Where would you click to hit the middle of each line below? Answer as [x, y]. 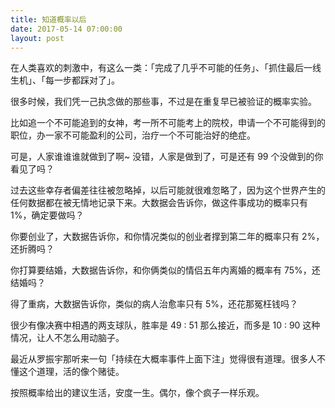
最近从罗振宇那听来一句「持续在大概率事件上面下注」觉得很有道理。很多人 [163, 359]
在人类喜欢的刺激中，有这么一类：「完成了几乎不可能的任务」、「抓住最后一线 [166, 68]
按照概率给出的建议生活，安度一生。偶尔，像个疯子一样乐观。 [137, 393]
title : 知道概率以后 [48, 19]
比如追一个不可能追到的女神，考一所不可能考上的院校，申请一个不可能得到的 [168, 123]
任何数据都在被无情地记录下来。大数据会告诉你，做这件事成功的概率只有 [159, 203]
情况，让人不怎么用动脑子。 [67, 338]
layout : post [37, 38]
